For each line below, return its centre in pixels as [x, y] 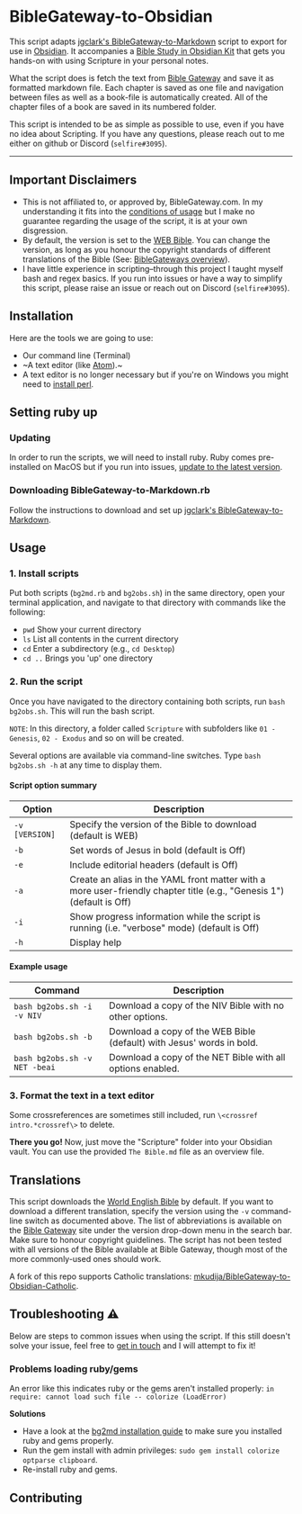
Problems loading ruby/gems [74, 1368]
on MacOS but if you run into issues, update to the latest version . [163, 467]
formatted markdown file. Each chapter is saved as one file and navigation [147, 87]
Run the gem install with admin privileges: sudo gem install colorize [151, 1450]
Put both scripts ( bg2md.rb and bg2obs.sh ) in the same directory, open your [147, 593]
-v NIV [28, 1015]
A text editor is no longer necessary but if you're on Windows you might [155, 374]
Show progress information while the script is [165, 916]
